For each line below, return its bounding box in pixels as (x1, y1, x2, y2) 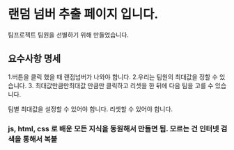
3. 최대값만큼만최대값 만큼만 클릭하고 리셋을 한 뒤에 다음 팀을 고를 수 (28, 81, 214, 90)
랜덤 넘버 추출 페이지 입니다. (8, 6, 159, 22)
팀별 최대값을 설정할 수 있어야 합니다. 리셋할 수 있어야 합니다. (8, 105, 173, 113)
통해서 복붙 (22, 134, 58, 144)
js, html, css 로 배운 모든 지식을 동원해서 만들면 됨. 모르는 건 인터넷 (8, 124, 219, 133)
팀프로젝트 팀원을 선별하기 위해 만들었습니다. (8, 31, 130, 39)
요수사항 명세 (8, 53, 61, 65)
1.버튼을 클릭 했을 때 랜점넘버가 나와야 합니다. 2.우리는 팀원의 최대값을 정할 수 (8, 72, 218, 81)
